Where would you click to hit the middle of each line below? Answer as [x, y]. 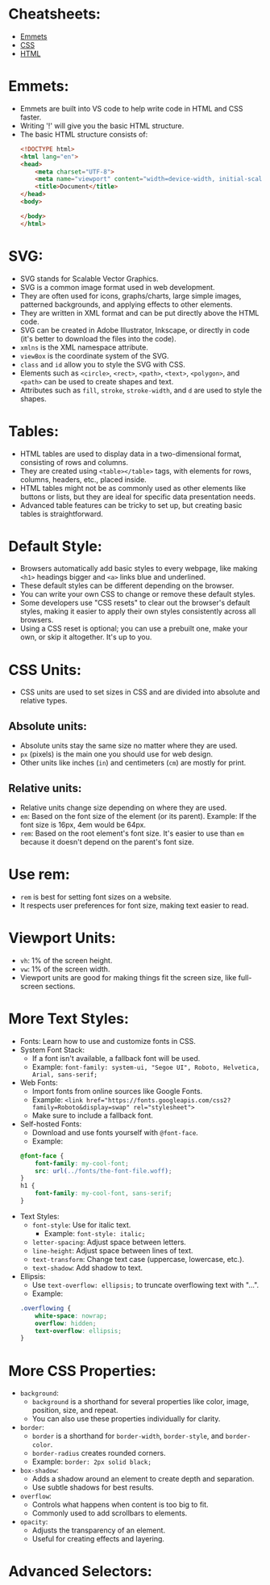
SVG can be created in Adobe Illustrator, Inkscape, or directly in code [135, 330]
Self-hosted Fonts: [51, 1124]
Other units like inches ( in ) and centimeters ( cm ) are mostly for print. [133, 763]
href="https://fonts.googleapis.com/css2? [158, 1100]
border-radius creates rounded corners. [99, 1453]
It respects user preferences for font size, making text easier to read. [134, 905]
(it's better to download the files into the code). [98, 338]
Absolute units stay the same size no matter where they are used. [129, 746]
